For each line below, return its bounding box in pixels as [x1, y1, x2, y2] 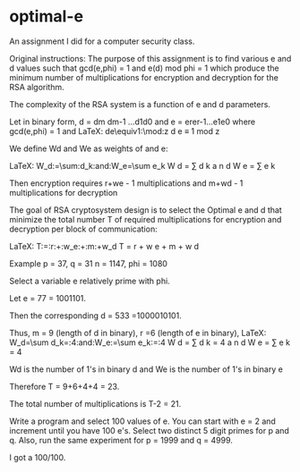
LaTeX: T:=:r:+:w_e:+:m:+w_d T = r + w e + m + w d [9, 240, 200, 251]
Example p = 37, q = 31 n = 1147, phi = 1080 [9, 257, 168, 269]
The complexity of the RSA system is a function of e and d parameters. [9, 98, 271, 109]
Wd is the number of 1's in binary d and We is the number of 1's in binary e [9, 364, 284, 375]
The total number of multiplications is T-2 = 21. [9, 398, 182, 409]
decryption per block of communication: [9, 223, 159, 234]
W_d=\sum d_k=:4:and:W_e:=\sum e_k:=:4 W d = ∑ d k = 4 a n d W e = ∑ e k [9, 337, 291, 348]
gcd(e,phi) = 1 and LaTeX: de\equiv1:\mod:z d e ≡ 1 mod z [9, 125, 220, 136]
